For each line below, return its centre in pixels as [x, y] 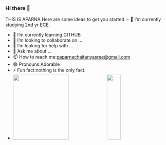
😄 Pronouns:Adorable [36, 64]
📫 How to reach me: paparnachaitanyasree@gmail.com [71, 57]
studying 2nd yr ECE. [28, 25]
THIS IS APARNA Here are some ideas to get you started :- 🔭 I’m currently [83, 20]
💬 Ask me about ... [32, 51]
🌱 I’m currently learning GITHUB [47, 35]
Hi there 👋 [18, 8]
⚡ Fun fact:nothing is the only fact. [49, 70]
